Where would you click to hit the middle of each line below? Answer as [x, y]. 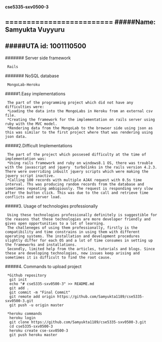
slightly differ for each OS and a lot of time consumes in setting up [79, 240]
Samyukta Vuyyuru [35, 29]
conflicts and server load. [33, 197]
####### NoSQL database [32, 76]
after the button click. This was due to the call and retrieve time [77, 193]
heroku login [23, 318]
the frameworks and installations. [41, 245]
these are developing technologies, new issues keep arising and [72, 253]
